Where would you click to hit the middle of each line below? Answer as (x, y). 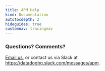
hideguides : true (23, 24)
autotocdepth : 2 (22, 19)
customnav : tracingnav (29, 29)
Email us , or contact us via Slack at (42, 58)
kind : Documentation (27, 15)
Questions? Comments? (35, 47)
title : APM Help (22, 10)
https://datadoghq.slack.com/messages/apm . (52, 63)
